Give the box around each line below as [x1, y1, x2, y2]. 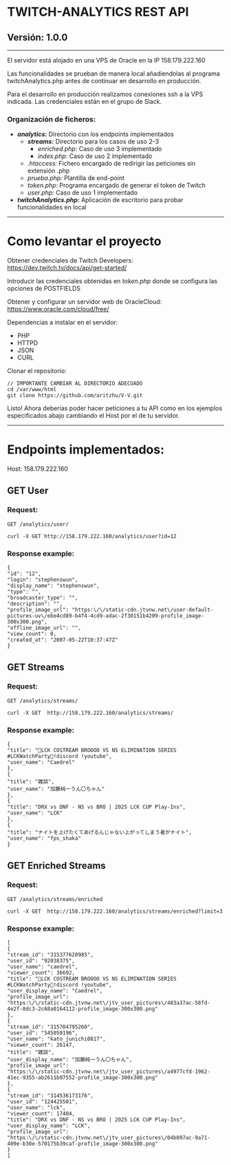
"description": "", [7, 601, 63, 608]
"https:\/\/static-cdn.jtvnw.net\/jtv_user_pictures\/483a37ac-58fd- [7, 999, 211, 1007]
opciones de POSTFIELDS [7, 285, 81, 293]
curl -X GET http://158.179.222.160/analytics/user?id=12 [7, 533, 177, 540]
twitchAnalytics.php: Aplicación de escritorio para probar [16, 196, 184, 204]
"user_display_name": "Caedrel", [7, 988, 103, 995]
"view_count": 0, [7, 630, 57, 638]
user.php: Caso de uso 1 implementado [27, 188, 138, 197]
